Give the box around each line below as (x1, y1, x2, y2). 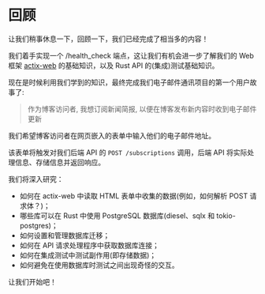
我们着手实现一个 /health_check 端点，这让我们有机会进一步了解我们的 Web (8, 51, 255, 60)
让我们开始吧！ (8, 277, 57, 286)
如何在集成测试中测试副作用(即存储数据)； (19, 250, 157, 260)
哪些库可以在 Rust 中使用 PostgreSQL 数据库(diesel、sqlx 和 (19, 210, 215, 220)
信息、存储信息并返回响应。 (14, 157, 105, 167)
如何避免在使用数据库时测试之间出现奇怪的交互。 (19, 260, 179, 269)
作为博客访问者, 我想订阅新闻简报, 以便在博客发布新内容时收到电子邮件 (27, 104, 257, 114)
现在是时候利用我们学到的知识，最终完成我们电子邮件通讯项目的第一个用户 (8, 77, 250, 87)
